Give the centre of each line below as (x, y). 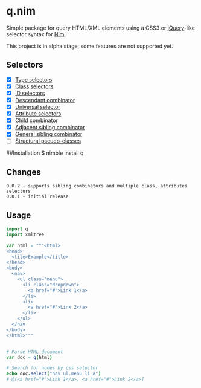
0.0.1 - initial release (37, 197)
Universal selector (37, 107)
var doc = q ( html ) (29, 357)
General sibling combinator (49, 134)
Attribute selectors (38, 114)
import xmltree (25, 234)
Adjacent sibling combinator (50, 128)
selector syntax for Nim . (36, 34)
